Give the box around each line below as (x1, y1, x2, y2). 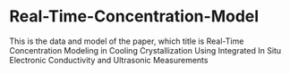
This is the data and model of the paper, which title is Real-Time (9, 36, 244, 46)
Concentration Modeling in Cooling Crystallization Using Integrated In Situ (9, 45, 282, 55)
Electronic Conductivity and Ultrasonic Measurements (9, 54, 209, 65)
